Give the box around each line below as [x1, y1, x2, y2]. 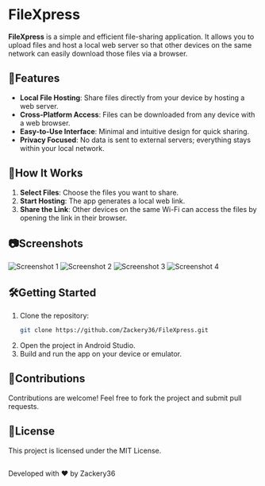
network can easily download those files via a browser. [8, 48, 188, 58]
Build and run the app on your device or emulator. [19, 349, 182, 359]
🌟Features [8, 71, 60, 85]
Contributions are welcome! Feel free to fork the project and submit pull [8, 393, 242, 403]
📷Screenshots [8, 237, 83, 250]
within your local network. [19, 143, 105, 152]
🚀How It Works [8, 167, 83, 180]
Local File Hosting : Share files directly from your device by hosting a [19, 93, 245, 102]
